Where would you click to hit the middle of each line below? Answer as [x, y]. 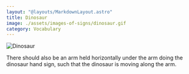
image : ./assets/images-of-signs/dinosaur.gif [66, 23]
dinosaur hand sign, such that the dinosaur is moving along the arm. [91, 64]
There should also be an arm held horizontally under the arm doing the [95, 58]
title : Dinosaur [27, 18]
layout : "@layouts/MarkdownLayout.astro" [60, 12]
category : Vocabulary [34, 29]
